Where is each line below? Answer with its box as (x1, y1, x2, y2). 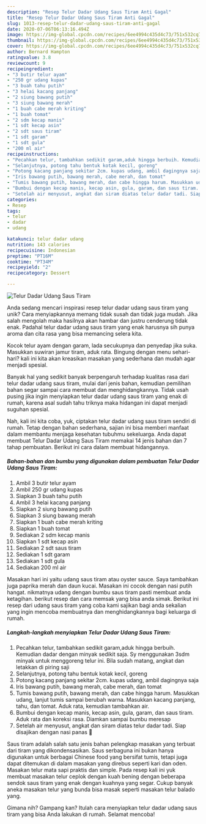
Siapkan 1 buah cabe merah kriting (15, 518, 103, 526)
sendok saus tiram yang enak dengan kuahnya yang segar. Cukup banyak (7, 779, 193, 786)
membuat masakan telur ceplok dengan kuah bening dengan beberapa (7, 773, 186, 780)
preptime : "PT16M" (7, 253, 54, 259)
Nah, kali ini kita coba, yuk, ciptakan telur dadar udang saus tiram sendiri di (7, 418, 196, 425)
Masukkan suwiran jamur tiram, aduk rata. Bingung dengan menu (7, 348, 171, 355)
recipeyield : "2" (7, 264, 51, 271)
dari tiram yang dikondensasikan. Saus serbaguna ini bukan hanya (7, 746, 174, 754)
